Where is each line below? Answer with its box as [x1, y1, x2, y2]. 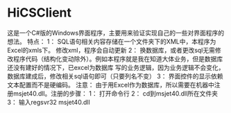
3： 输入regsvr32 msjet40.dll [7, 98, 90, 106]
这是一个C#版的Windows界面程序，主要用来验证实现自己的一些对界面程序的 [7, 28, 225, 37]
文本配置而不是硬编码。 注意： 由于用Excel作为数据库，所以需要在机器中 [7, 80, 215, 89]
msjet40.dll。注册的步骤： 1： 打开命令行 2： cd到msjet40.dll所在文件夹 [12, 89, 219, 98]
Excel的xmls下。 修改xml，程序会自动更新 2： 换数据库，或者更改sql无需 [7, 46, 215, 54]
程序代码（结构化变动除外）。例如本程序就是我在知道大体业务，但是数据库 [12, 54, 223, 63]
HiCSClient [7, 5, 71, 21]
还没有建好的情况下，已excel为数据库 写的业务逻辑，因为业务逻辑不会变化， [7, 63, 225, 71]
